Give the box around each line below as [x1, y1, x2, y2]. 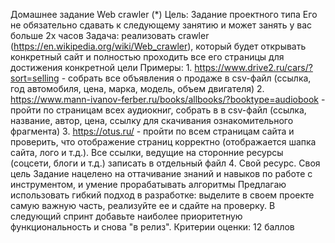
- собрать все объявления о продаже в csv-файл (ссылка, [61, 72, 312, 84]
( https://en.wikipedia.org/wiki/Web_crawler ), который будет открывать [10, 40, 307, 52]
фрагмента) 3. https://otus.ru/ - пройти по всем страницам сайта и [10, 125, 295, 137]
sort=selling [10, 72, 60, 84]
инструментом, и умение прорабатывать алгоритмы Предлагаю [10, 179, 287, 190]
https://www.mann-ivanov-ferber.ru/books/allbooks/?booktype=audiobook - [10, 94, 326, 105]
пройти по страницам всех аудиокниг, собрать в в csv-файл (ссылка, [10, 104, 307, 116]
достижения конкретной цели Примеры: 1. [10, 62, 193, 73]
